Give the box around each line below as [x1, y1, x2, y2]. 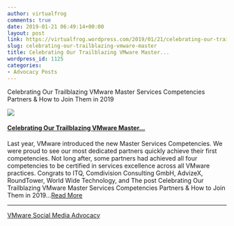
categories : [7, 62, 42, 69]
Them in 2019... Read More [7, 191, 83, 199]
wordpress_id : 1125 [7, 56, 64, 63]
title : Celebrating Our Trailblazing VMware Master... [7, 49, 170, 56]
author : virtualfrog [7, 10, 68, 17]
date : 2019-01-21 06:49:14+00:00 [7, 23, 104, 30]
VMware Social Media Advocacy [7, 211, 101, 219]
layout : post [7, 29, 45, 37]
